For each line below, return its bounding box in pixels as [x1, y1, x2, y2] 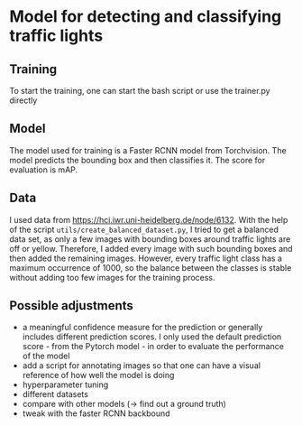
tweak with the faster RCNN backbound [22, 408, 170, 419]
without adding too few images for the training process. [9, 272, 215, 282]
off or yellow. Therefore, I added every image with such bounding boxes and [9, 243, 293, 254]
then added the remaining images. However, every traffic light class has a [9, 253, 282, 264]
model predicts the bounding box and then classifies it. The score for [9, 154, 266, 165]
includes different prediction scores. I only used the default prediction [22, 331, 282, 342]
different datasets [22, 389, 88, 400]
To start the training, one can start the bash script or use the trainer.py [9, 86, 270, 96]
